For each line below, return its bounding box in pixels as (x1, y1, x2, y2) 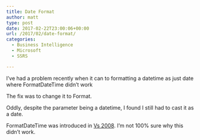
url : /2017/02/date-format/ (6, 31, 76, 37)
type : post (6, 20, 33, 26)
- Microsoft (11, 48, 42, 54)
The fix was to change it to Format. (6, 92, 93, 99)
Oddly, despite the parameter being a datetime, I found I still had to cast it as (6, 104, 194, 111)
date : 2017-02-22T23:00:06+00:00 (6, 25, 90, 32)
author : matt (6, 14, 39, 20)
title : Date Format (6, 8, 55, 15)
